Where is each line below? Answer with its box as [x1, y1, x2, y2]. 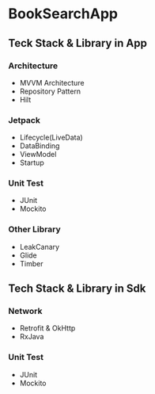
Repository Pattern [19, 86, 81, 96]
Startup [19, 158, 45, 167]
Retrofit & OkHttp [19, 323, 76, 333]
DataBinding [19, 141, 60, 151]
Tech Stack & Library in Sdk [8, 282, 146, 296]
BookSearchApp [8, 5, 119, 23]
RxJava [19, 332, 44, 342]
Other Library [8, 224, 61, 235]
